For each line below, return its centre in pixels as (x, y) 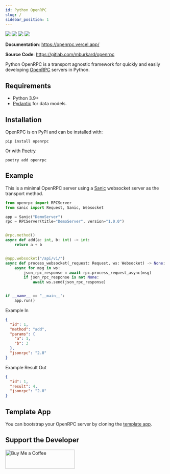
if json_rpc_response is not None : (62, 277)
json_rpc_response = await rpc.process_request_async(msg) (88, 273)
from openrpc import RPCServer (39, 203)
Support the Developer (42, 440)
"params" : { (23, 334)
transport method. (24, 193)
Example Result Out (26, 367)
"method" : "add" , (28, 329)
